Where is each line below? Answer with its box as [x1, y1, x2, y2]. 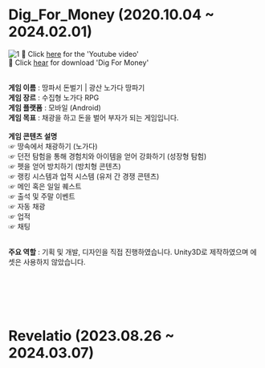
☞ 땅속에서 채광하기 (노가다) [8, 141, 98, 151]
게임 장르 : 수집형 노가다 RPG [8, 92, 100, 102]
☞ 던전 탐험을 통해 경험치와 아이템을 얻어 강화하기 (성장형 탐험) [8, 151, 207, 161]
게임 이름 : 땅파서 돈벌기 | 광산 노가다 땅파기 [8, 83, 145, 92]
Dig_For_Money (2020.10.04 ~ [8, 6, 215, 24]
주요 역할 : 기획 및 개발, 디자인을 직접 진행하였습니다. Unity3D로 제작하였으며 [8, 247, 249, 257]
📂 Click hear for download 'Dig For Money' [8, 58, 149, 67]
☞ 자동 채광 [8, 201, 46, 211]
